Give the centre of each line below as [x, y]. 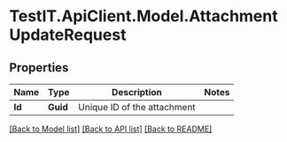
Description [137, 92]
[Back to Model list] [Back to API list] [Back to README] [111, 129]
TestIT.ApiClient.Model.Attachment [143, 16]
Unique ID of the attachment [137, 107]
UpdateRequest [68, 35]
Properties [39, 67]
